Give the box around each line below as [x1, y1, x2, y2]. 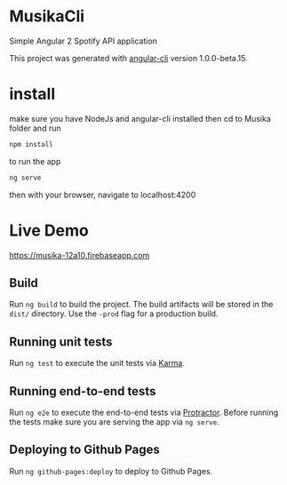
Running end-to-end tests [9, 384, 156, 399]
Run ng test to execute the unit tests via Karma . [9, 358, 185, 369]
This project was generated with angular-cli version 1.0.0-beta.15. [9, 52, 248, 63]
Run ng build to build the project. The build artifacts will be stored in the [9, 299, 274, 310]
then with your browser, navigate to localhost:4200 [9, 189, 196, 200]
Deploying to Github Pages [9, 442, 160, 457]
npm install [9, 139, 53, 148]
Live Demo [9, 220, 89, 241]
